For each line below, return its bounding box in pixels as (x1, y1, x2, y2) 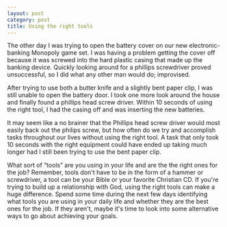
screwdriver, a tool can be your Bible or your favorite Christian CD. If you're (7, 176, 219, 184)
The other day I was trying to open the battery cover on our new (7, 42, 188, 50)
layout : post (7, 10, 44, 17)
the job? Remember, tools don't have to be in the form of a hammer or (7, 168, 204, 176)
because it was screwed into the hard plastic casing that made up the (7, 56, 203, 64)
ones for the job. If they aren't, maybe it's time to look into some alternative (7, 204, 219, 213)
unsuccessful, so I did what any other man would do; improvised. (7, 70, 191, 79)
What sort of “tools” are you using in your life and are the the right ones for (7, 161, 218, 170)
